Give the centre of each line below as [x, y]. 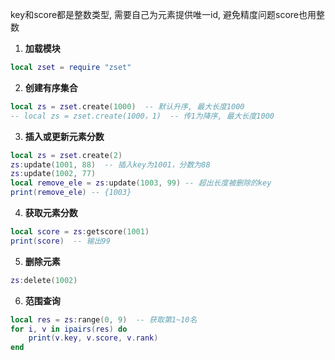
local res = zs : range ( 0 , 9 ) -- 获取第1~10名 [104, 319]
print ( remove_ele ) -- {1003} [71, 193]
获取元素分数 [51, 212]
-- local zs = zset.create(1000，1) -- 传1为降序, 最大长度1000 [142, 116]
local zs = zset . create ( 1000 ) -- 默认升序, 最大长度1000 [127, 106]
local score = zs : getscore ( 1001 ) [80, 232]
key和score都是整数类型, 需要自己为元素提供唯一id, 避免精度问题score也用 [163, 14]
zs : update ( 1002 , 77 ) [53, 174]
